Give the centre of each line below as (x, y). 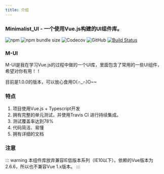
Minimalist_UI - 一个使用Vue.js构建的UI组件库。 (64, 28)
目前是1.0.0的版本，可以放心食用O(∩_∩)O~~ (51, 82)
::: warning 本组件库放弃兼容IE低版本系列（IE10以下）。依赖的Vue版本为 (79, 160)
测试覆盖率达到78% (33, 121)
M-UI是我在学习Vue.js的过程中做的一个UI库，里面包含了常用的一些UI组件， (84, 65)
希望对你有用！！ (23, 71)
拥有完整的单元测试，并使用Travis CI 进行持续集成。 (67, 115)
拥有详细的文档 (28, 134)
